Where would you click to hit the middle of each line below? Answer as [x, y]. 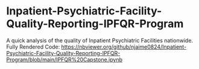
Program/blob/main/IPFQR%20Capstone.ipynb [64, 59]
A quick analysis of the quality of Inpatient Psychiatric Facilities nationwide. [100, 40]
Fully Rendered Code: [33, 47]
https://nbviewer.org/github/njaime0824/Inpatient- [124, 47]
